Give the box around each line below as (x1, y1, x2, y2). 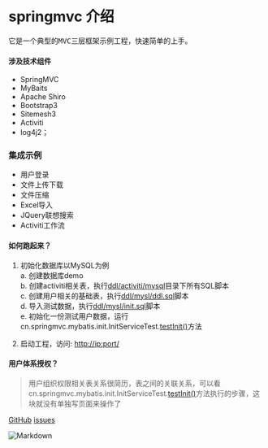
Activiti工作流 (19, 220, 65, 230)
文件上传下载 (19, 180, 63, 189)
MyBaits (19, 83, 48, 94)
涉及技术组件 (8, 56, 51, 66)
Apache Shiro (19, 92, 67, 102)
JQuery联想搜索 (19, 211, 75, 220)
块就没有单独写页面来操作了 (28, 398, 122, 408)
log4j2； (19, 128, 50, 137)
